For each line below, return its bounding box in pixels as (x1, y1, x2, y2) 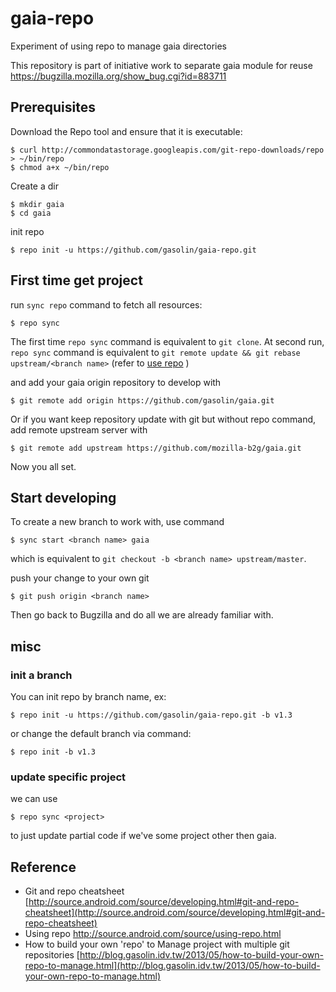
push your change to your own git (10, 572, 150, 584)
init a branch (10, 668, 73, 682)
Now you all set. (10, 460, 77, 472)
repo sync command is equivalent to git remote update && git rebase (10, 346, 301, 358)
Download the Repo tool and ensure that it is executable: (10, 125, 243, 137)
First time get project (10, 272, 143, 289)
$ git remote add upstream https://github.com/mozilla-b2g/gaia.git (10, 443, 302, 453)
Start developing (10, 489, 117, 506)
